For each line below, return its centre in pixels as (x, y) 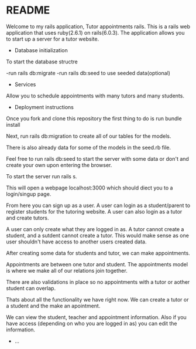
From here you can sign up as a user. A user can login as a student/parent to (98, 205)
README (28, 10)
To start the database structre (42, 62)
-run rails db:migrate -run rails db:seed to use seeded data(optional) (88, 73)
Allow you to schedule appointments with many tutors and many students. (95, 96)
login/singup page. (29, 194)
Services (25, 84)
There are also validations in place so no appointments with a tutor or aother (98, 282)
